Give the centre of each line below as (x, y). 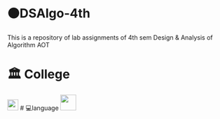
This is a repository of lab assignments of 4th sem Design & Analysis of (110, 37)
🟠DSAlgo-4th (49, 14)
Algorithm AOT (29, 45)
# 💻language (40, 108)
